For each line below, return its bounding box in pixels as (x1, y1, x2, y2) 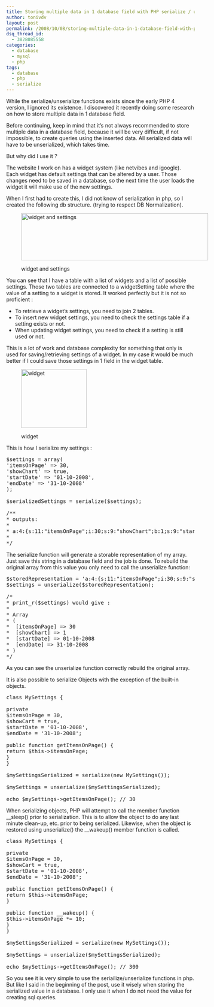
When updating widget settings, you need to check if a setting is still (14, 327, 184, 333)
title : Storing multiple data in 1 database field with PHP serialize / (6, 8, 191, 15)
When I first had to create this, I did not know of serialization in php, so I (6, 195, 184, 202)
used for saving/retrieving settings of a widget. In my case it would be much (6, 351, 194, 358)
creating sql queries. (6, 994, 57, 1000)
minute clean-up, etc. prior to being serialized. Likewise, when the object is (6, 820, 191, 827)
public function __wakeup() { (6, 909, 95, 916)
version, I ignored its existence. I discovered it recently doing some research (6, 104, 194, 111)
